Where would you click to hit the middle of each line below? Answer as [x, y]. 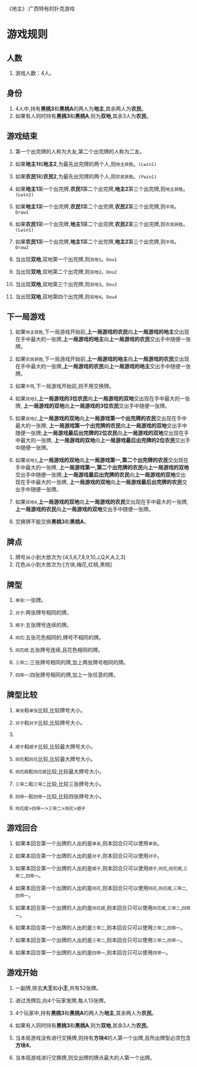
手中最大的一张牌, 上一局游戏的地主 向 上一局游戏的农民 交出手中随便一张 [106, 339]
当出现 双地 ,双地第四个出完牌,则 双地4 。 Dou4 [66, 296]
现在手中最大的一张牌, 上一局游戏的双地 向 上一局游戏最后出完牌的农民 [98, 482]
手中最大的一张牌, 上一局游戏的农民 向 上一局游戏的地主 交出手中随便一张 [106, 366]
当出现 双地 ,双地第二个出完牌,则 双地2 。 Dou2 [66, 271]
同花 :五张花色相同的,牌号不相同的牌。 [59, 637]
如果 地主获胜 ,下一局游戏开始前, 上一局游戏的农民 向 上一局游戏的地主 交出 [100, 332]
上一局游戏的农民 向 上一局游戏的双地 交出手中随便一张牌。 [84, 509]
